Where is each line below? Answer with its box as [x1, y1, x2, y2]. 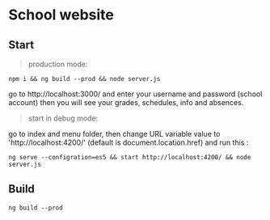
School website [8, 6, 115, 24]
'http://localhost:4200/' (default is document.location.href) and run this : [8, 137, 249, 147]
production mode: [27, 59, 88, 69]
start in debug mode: [27, 113, 99, 123]
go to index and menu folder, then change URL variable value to [8, 129, 221, 138]
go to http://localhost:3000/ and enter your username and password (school [8, 89, 263, 99]
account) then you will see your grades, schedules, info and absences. [8, 98, 244, 107]
